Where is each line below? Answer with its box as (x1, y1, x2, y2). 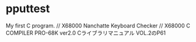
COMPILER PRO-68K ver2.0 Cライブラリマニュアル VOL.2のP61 (5, 29, 166, 37)
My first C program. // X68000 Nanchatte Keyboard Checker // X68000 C (5, 22, 191, 29)
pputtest (5, 2, 50, 16)
